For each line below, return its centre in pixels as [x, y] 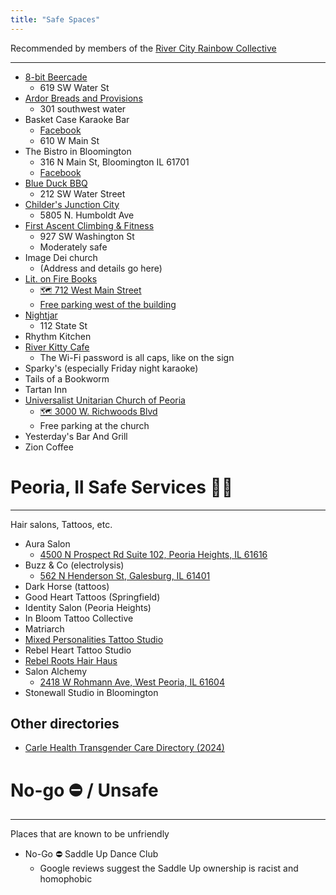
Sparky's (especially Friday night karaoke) [111, 368]
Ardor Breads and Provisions [83, 98]
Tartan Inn [46, 389]
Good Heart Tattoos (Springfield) [92, 597]
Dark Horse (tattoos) [67, 586]
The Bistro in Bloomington [78, 151]
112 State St [63, 325]
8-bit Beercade [56, 77]
